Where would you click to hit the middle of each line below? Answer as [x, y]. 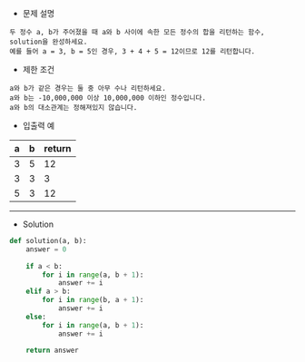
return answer [52, 351]
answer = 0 [46, 249]
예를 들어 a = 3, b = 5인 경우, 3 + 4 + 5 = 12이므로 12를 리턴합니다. [133, 52]
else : [36, 317]
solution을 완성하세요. [49, 42]
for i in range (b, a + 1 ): [93, 300]
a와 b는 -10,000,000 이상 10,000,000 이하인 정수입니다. [108, 98]
